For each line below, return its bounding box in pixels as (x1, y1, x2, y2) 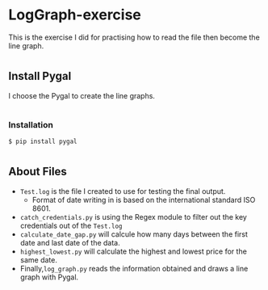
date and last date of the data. (19, 237, 120, 247)
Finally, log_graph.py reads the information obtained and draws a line (19, 263, 249, 273)
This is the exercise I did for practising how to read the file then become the (8, 32, 260, 42)
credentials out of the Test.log (19, 221, 123, 230)
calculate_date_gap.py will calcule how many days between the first (19, 229, 249, 239)
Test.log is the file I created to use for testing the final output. (19, 186, 226, 195)
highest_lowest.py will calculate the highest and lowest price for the (19, 246, 248, 256)
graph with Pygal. (19, 272, 79, 282)
